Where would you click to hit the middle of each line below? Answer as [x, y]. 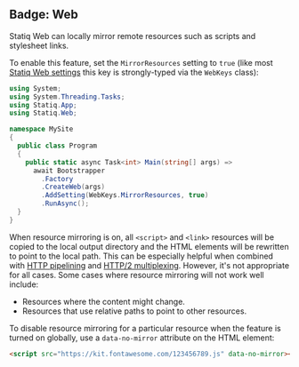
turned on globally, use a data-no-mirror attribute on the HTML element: [142, 338]
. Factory [57, 179]
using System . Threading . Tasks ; [67, 97]
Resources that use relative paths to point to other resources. [134, 311]
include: [24, 284]
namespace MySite [41, 129]
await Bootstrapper [69, 171]
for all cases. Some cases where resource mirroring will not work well [137, 275]
